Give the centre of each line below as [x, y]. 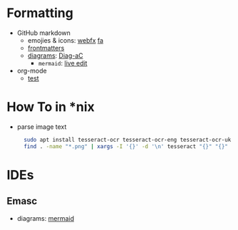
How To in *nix [51, 107]
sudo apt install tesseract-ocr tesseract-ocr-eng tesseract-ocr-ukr [129, 140]
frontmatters [46, 48]
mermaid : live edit [63, 63]
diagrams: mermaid [45, 218]
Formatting [40, 13]
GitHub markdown [43, 33]
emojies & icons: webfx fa [66, 40]
